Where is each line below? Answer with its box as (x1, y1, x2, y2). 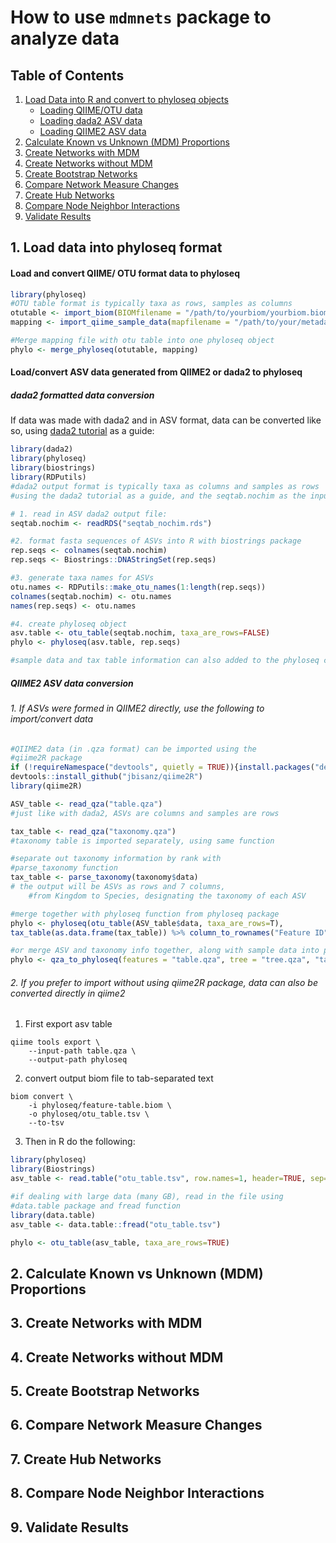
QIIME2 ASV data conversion (10, 677, 134, 689)
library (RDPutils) (10, 472, 87, 483)
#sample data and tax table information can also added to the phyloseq (10, 656, 320, 666)
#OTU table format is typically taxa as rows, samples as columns (10, 299, 293, 309)
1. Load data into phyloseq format (10, 239, 223, 256)
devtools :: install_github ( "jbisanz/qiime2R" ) (10, 772, 203, 782)
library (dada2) (10, 444, 74, 455)
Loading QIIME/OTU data (39, 104, 143, 116)
